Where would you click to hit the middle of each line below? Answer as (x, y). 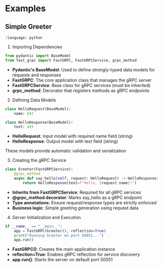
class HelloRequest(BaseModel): (38, 109)
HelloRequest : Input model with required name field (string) (72, 136)
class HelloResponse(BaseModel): (39, 122)
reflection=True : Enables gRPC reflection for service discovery (76, 254)
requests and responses (36, 75)
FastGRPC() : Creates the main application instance (63, 249)
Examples (25, 9)
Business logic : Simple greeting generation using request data (75, 208)
